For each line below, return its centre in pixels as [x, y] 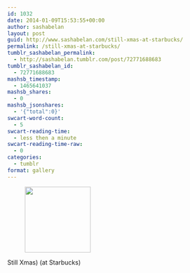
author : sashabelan [36, 27]
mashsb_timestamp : [34, 79]
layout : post [26, 33]
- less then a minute [45, 138]
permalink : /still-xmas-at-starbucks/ [64, 46]
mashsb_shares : [29, 92]
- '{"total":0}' [37, 112]
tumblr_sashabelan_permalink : [52, 53]
